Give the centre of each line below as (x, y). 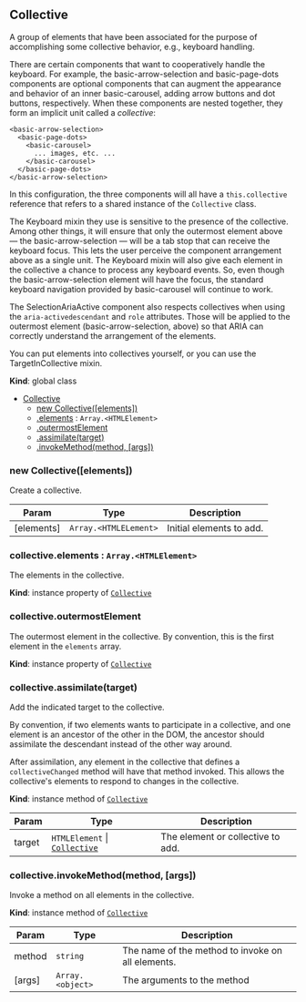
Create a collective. (46, 490)
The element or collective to (220, 837)
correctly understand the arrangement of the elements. (113, 335)
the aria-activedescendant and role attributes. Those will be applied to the (150, 316)
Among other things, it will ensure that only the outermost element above (146, 230)
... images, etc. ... (75, 153)
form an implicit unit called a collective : (83, 112)
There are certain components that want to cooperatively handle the (138, 64)
